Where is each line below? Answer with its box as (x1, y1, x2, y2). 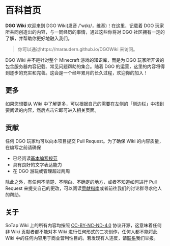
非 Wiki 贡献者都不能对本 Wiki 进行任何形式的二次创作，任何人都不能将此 (5, 229, 158, 235)
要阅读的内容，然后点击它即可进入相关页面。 (5, 107, 99, 113)
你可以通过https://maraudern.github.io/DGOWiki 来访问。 (17, 46, 138, 52)
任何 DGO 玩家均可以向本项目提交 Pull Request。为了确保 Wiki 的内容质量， (5, 138, 164, 144)
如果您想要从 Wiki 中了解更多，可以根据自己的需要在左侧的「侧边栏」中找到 (5, 101, 164, 107)
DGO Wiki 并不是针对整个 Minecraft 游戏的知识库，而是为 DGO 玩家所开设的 (5, 57, 164, 63)
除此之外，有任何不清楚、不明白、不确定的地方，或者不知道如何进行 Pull (5, 179, 157, 185)
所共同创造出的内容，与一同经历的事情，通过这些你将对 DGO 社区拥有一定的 (5, 29, 165, 35)
